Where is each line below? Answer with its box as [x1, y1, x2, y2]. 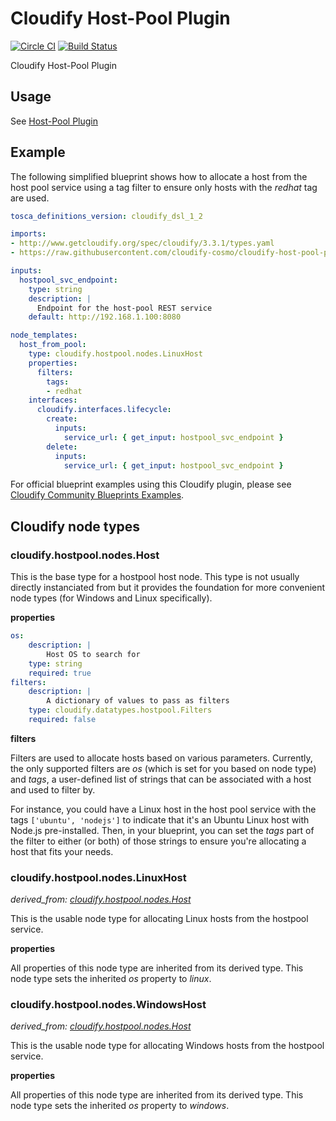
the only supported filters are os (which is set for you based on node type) [10, 762, 317, 774]
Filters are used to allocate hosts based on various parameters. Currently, [10, 752, 313, 764]
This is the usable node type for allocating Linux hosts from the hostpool [10, 913, 309, 925]
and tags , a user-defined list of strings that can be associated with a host [10, 773, 312, 785]
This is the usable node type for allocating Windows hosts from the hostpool [10, 1040, 325, 1052]
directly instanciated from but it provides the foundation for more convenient [10, 582, 326, 594]
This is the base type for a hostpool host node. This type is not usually [10, 571, 300, 583]
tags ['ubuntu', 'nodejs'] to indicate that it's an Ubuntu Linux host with [10, 813, 310, 826]
